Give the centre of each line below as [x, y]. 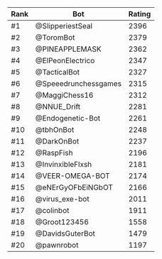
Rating [140, 14]
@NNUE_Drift [58, 107]
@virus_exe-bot [63, 199]
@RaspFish [54, 153]
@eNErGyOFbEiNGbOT [74, 187]
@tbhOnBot [55, 129]
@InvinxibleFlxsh [64, 164]
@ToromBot [55, 37]
